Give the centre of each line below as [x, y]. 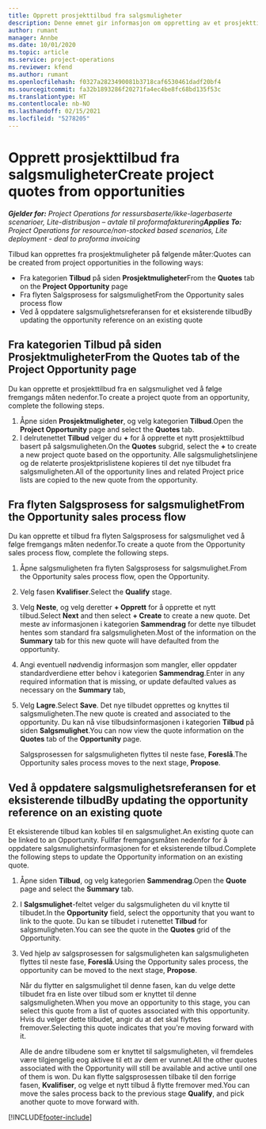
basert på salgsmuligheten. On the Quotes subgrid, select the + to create [138, 446]
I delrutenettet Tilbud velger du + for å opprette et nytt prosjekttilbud [132, 437]
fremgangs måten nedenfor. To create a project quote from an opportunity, [129, 397]
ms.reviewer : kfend [40, 67]
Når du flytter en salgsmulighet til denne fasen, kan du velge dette [127, 986]
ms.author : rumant [38, 74]
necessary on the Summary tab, [72, 690]
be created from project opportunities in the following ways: [106, 262]
